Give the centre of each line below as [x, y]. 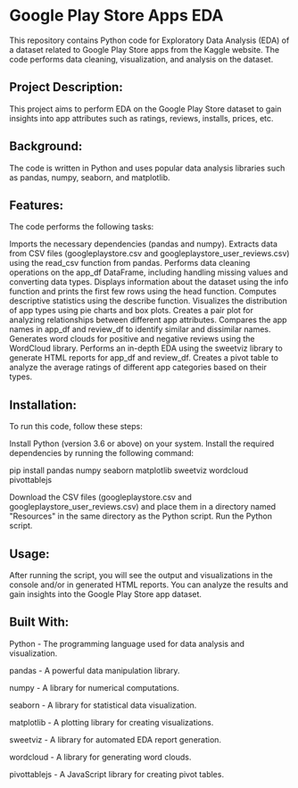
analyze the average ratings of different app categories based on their [138, 368]
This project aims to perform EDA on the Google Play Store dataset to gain [145, 109]
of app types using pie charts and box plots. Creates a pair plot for [132, 311]
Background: [46, 147]
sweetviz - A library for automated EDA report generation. [115, 739]
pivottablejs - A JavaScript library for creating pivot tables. [117, 774]
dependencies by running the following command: [102, 453]
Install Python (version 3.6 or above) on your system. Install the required [142, 444]
